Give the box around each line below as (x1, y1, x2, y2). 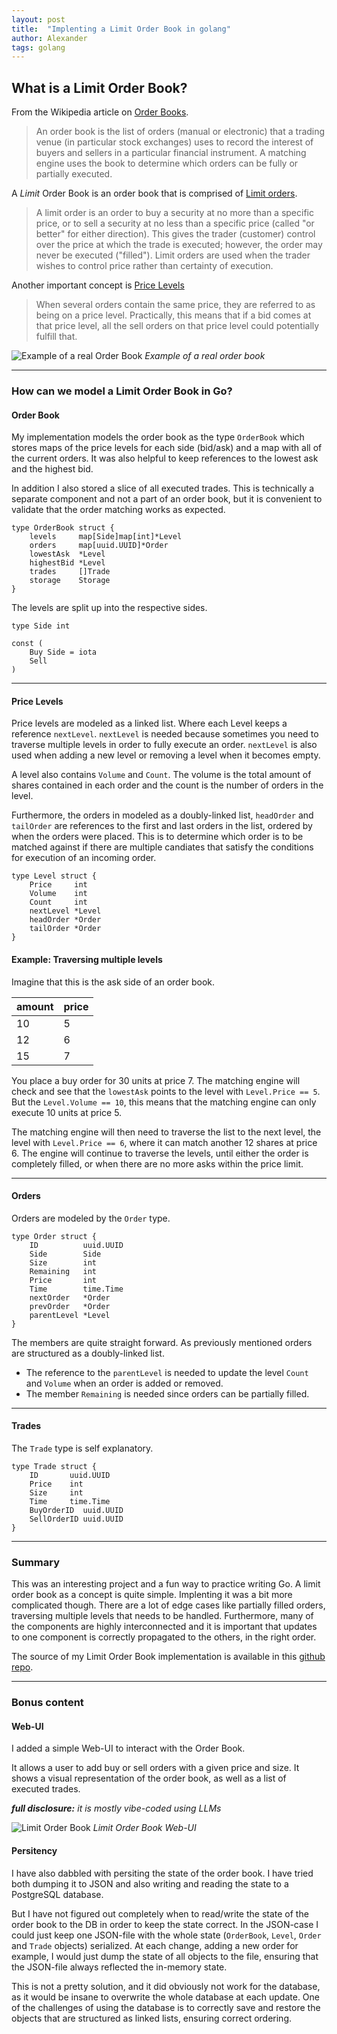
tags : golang (11, 42, 66, 53)
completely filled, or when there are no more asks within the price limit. (11, 1157, 304, 1170)
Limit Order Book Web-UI (92, 1822, 197, 1834)
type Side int (11, 621, 71, 631)
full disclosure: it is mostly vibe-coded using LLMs (11, 1802, 222, 1815)
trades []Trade (29, 567, 111, 577)
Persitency (11, 1845, 58, 1857)
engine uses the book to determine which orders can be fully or (35, 157, 299, 170)
